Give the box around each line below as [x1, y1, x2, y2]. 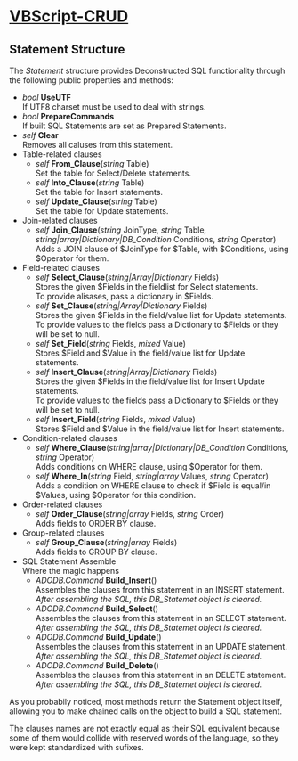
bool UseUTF [21, 92, 71, 102]
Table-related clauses [21, 149, 102, 160]
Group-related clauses [21, 528, 105, 538]
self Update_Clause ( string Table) [35, 196, 157, 207]
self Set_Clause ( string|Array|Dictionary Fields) [35, 300, 208, 311]
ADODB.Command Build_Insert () [35, 575, 157, 585]
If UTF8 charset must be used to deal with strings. [21, 102, 206, 112]
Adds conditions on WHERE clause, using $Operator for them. [35, 462, 263, 471]
